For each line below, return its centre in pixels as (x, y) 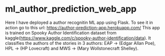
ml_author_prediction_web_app (71, 9)
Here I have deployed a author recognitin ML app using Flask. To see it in (79, 22)
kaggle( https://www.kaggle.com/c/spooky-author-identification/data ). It (78, 38)
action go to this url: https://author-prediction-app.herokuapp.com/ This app (82, 27)
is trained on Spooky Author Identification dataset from (61, 33)
